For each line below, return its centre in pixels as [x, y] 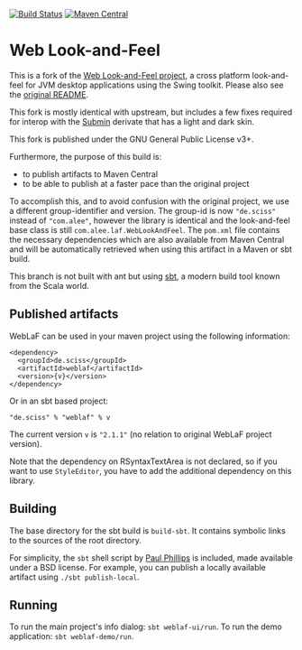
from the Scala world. [50, 285]
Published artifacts [64, 315]
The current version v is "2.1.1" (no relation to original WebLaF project [141, 434]
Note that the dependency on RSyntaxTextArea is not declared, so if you [143, 461]
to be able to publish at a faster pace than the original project [136, 183]
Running [34, 605]
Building [33, 509]
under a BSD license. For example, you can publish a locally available [137, 567]
